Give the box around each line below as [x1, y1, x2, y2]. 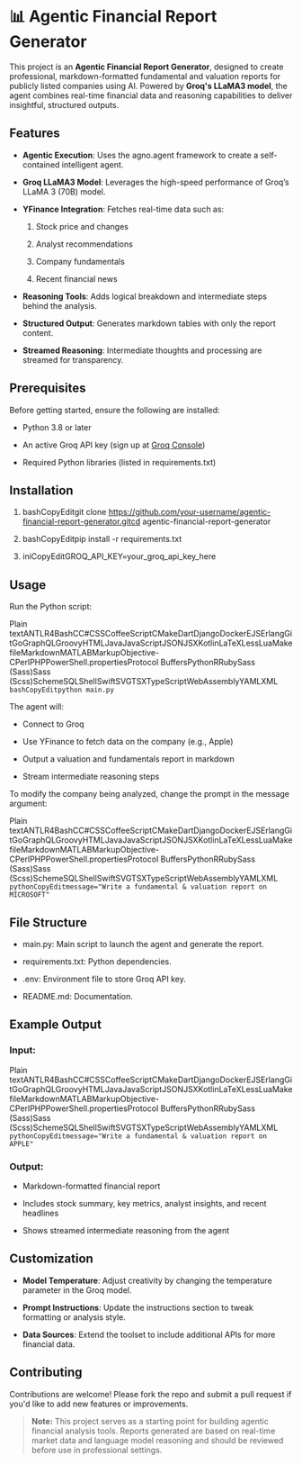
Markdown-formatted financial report [22, 1180, 161, 1191]
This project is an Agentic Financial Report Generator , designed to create [9, 61, 284, 72]
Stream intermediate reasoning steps [22, 771, 160, 782]
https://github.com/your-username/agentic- [108, 507, 271, 518]
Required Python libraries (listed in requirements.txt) [22, 456, 217, 467]
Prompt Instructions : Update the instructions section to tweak [22, 1302, 253, 1313]
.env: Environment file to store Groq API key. [22, 973, 186, 984]
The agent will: [9, 701, 65, 712]
